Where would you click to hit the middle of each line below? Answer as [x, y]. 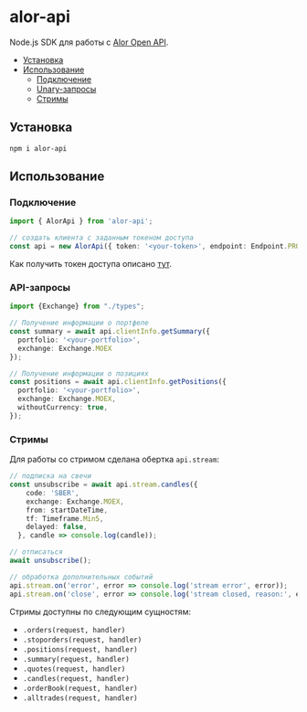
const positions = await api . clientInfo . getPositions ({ [118, 382]
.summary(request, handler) [76, 659]
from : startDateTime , [67, 510]
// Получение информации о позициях [79, 373]
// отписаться [37, 552]
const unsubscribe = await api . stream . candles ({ [104, 485]
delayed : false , [57, 527]
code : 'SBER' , [53, 493]
